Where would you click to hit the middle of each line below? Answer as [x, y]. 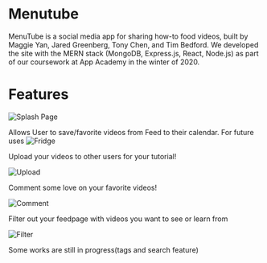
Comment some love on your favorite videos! [83, 187]
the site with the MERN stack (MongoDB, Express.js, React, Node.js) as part [133, 53]
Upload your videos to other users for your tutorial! [92, 156]
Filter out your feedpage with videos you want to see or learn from [118, 219]
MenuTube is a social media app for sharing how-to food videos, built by [128, 36]
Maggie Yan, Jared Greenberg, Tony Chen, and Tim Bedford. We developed [133, 44]
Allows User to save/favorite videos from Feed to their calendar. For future [131, 132]
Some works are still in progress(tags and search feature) [103, 249]
